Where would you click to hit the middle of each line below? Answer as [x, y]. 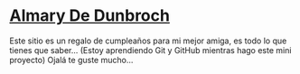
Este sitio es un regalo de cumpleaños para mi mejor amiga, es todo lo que [148, 41]
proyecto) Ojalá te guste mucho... [71, 60]
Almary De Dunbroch [89, 16]
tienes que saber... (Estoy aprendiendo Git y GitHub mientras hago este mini [150, 50]
